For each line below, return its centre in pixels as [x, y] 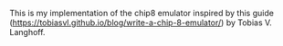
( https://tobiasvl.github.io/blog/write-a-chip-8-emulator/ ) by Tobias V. [141, 23]
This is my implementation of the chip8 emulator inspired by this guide [141, 13]
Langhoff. [27, 32]
